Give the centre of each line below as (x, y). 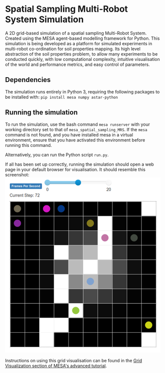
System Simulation (44, 19)
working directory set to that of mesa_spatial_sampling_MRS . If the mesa (76, 129)
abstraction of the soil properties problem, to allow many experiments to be (82, 54)
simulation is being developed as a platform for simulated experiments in (79, 43)
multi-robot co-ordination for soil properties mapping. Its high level (73, 49)
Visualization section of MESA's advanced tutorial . (56, 366)
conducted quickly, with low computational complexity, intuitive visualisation (82, 59)
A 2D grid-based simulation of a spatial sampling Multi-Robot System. (76, 33)
